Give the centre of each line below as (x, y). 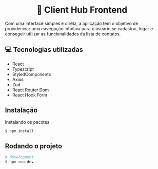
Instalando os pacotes (27, 122)
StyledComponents (31, 74)
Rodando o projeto (34, 146)
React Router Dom (30, 90)
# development (20, 157)
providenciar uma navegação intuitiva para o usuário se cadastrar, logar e (79, 28)
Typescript (23, 69)
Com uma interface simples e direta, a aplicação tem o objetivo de (71, 23)
